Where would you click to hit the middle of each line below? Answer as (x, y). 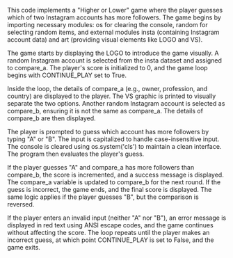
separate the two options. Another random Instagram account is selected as (116, 103)
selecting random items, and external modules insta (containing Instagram (113, 32)
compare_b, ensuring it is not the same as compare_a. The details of (105, 111)
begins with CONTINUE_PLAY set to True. (67, 75)
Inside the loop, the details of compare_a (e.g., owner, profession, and (107, 89)
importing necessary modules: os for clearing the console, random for (108, 25)
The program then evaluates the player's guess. (76, 154)
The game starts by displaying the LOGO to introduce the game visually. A (113, 53)
